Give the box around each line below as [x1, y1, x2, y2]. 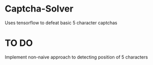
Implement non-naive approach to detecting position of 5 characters [5, 54, 148, 60]
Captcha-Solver [5, 3, 74, 15]
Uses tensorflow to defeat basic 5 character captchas [5, 20, 117, 26]
